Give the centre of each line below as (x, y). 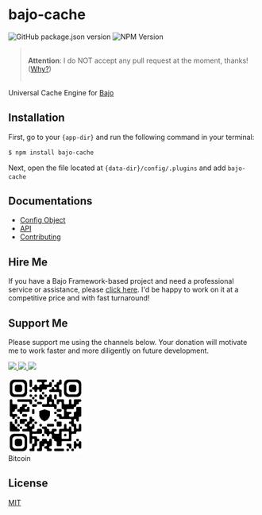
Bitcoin (20, 459)
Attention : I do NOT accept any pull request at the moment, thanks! (138, 60)
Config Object (42, 220)
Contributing (40, 237)
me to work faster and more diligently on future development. (108, 350)
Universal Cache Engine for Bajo (61, 92)
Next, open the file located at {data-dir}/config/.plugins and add (117, 168)
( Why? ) (39, 68)
